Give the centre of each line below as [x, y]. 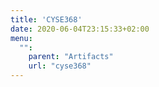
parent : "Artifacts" [71, 57]
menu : [21, 38]
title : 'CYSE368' [46, 19]
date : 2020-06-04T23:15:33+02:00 [80, 29]
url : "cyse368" [60, 66]
